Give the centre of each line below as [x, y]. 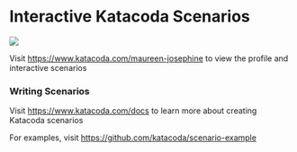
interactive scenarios [48, 67]
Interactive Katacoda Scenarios [130, 17]
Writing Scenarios [49, 91]
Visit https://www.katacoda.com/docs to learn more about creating [133, 111]
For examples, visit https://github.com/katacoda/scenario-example [133, 138]
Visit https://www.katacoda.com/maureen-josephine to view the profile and [149, 58]
